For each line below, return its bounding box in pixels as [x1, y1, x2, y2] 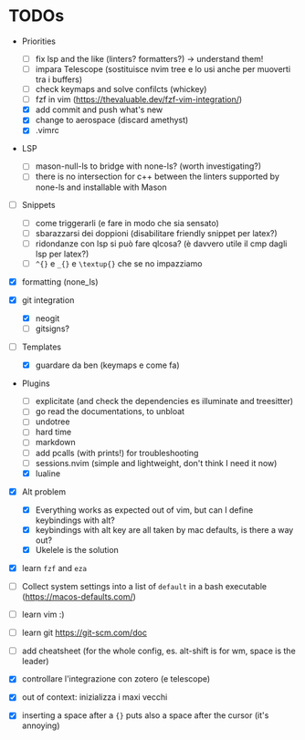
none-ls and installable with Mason [35, 182, 167, 193]
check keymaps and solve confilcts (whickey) [35, 84, 207, 95]
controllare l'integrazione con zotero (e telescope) [21, 673, 211, 684]
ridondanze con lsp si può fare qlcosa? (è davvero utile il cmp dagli [35, 238, 288, 249]
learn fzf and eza [21, 562, 88, 573]
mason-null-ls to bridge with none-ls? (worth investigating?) [35, 161, 262, 172]
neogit [35, 312, 60, 324]
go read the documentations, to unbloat [35, 406, 184, 417]
